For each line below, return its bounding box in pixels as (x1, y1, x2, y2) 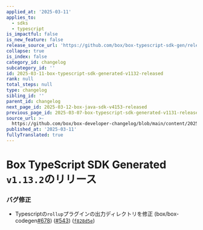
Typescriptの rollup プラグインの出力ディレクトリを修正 (14, 210, 153, 217)
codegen (14, 217, 37, 225)
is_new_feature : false (6, 37, 63, 43)
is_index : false (6, 54, 47, 60)
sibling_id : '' (6, 93, 45, 99)
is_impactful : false (6, 31, 59, 37)
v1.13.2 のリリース (6, 173, 97, 187)
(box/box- (153, 210, 179, 217)
